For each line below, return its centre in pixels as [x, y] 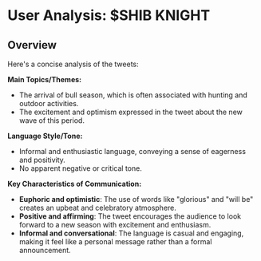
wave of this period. [52, 121]
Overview [32, 45]
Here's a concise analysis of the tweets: [73, 64]
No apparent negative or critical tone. [81, 168]
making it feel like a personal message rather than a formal [115, 241]
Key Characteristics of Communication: [75, 184]
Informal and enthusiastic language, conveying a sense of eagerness [132, 151]
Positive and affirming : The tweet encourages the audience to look [130, 216]
